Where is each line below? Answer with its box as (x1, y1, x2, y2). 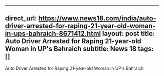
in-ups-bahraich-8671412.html (5, 30, 101, 38)
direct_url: (5, 14, 38, 22)
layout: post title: (102, 30, 155, 38)
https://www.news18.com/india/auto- (38, 14, 156, 22)
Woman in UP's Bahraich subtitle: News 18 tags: (5, 45, 154, 53)
